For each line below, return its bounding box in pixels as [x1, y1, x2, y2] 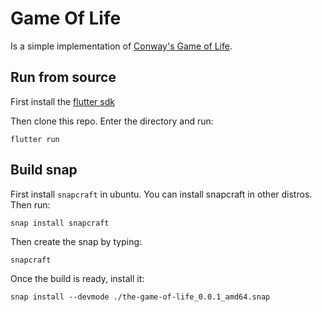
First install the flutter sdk [10, 95, 115, 107]
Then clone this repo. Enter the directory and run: [10, 115, 214, 127]
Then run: [10, 198, 51, 211]
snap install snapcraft [10, 218, 110, 228]
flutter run [10, 134, 60, 144]
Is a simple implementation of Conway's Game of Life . [10, 40, 233, 52]
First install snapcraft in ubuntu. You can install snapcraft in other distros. [10, 188, 313, 200]
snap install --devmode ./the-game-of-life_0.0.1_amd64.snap [10, 292, 271, 302]
